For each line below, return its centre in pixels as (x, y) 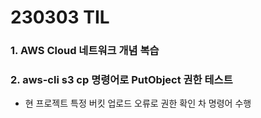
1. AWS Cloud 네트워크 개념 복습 (85, 51)
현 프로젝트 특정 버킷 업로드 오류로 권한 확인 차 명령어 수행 (138, 103)
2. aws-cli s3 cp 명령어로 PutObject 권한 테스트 (121, 80)
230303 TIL (60, 17)
